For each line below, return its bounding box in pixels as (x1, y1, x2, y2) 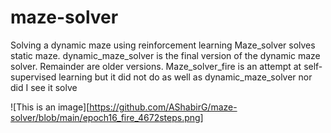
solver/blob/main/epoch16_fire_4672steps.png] (10, 111, 204, 123)
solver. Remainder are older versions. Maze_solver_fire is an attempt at (10, 60, 302, 72)
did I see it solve (10, 81, 78, 93)
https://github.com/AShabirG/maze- (89, 101, 238, 113)
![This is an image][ (10, 101, 90, 113)
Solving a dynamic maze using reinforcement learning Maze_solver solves (10, 39, 316, 51)
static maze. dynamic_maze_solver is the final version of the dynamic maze (10, 49, 321, 61)
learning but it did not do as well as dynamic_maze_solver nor (58, 71, 313, 83)
